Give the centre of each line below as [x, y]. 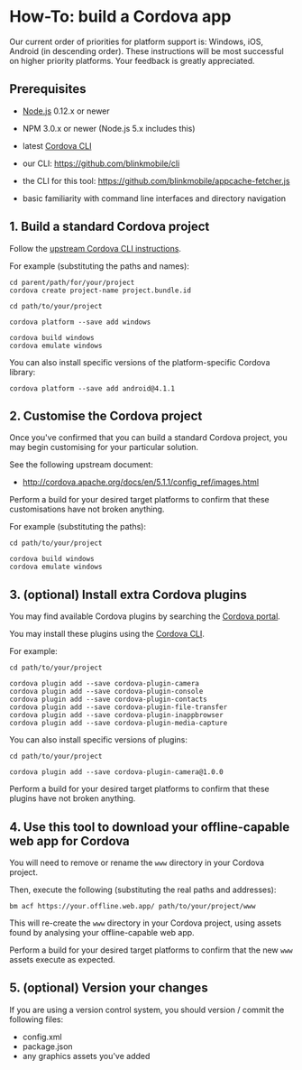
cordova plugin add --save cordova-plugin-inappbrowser [116, 715]
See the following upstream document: [81, 465]
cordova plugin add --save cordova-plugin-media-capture [119, 724]
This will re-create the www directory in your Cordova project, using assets [146, 923]
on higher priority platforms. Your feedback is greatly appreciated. [132, 60]
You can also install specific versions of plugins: [98, 740]
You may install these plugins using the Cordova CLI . [107, 634]
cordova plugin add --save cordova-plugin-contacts [108, 700]
